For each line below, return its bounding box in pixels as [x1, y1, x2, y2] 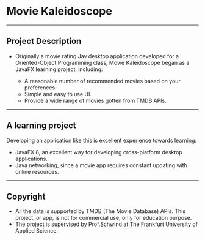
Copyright [6, 191, 46, 201]
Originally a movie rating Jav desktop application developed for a [15, 52, 179, 59]
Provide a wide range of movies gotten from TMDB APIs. [24, 97, 167, 104]
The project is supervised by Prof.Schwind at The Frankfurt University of [15, 220, 198, 228]
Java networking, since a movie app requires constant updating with [15, 161, 187, 169]
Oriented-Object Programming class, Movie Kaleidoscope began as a [15, 59, 190, 66]
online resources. [15, 168, 59, 175]
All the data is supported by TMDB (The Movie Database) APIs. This [15, 208, 186, 215]
